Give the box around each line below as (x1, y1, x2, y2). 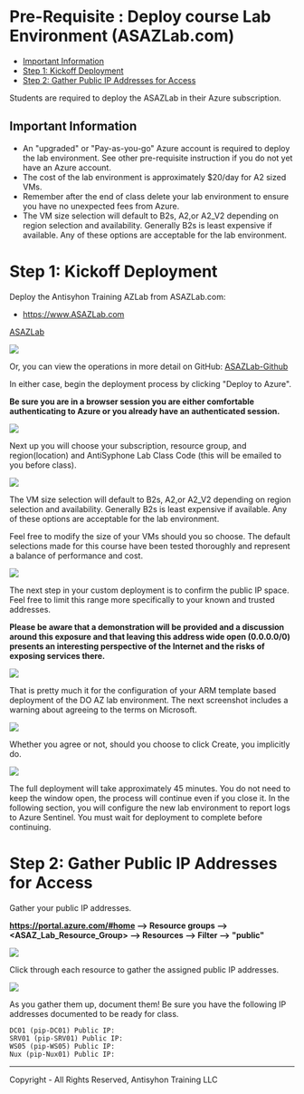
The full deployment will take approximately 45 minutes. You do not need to (9, 782, 291, 794)
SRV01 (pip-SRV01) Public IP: (9, 1033, 124, 1043)
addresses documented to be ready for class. (9, 1008, 179, 1019)
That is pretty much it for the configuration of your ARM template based (9, 684, 277, 695)
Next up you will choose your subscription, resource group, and (9, 440, 247, 450)
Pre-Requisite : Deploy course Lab (9, 6, 271, 27)
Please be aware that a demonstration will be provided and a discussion (9, 621, 285, 632)
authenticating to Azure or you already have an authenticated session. (9, 405, 280, 416)
